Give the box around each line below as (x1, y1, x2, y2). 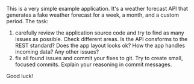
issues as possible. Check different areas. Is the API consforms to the (14, 36, 188, 42)
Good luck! (6, 73, 34, 79)
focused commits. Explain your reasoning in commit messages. (14, 61, 172, 68)
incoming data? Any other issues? (14, 48, 99, 55)
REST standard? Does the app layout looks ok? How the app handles (14, 42, 186, 49)
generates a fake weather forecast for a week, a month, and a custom (6, 11, 180, 18)
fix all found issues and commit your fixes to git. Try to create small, (14, 55, 183, 61)
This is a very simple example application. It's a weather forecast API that (6, 5, 189, 12)
